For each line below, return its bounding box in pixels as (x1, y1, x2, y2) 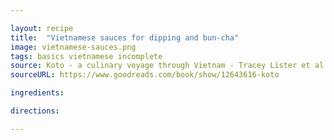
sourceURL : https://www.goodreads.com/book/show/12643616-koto (10, 70, 280, 80)
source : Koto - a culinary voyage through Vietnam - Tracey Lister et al (10, 61, 325, 71)
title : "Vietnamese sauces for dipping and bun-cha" (10, 32, 240, 43)
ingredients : (10, 88, 65, 98)
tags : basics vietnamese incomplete (10, 51, 163, 61)
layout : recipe (10, 23, 74, 33)
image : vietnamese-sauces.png (10, 42, 137, 52)
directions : (10, 106, 60, 116)
